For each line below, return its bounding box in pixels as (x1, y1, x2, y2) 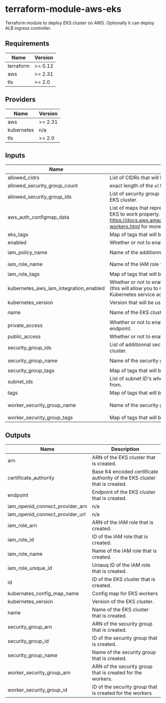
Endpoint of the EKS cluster (92, 489, 156, 496)
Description (111, 446, 139, 453)
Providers (5, 95, 36, 104)
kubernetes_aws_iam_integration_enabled (7, 285, 105, 292)
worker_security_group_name (7, 402, 76, 409)
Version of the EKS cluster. (92, 598, 154, 605)
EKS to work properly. (109, 211, 161, 218)
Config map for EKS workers (92, 590, 158, 597)
